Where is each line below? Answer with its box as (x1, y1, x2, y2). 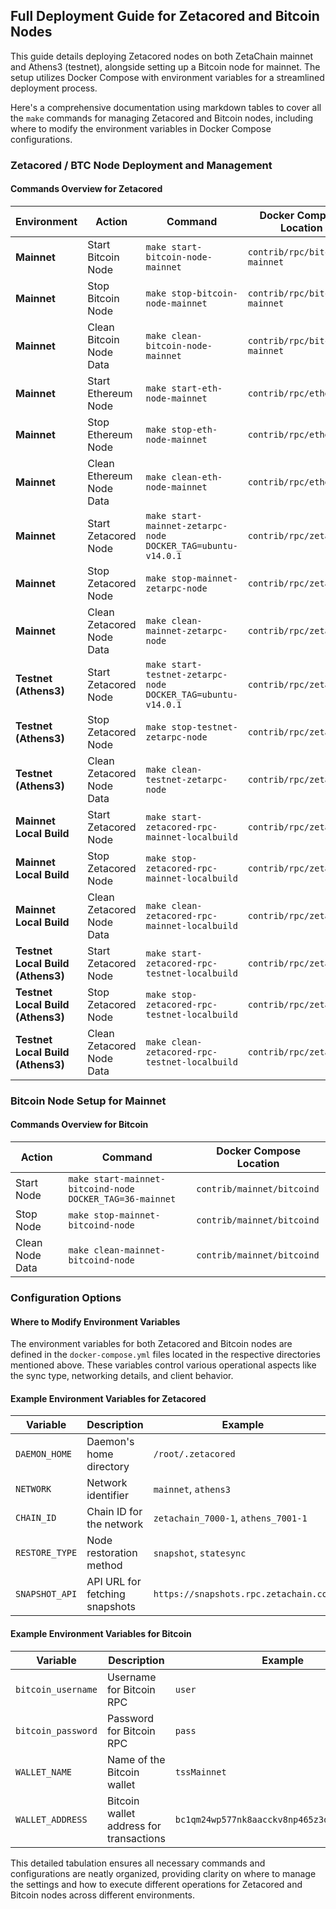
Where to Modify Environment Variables (10, 1315, 181, 1328)
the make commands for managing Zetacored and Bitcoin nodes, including (10, 112, 314, 124)
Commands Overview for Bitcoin (10, 1119, 149, 1131)
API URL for (86, 1575, 142, 1589)
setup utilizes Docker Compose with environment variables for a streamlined (10, 71, 325, 83)
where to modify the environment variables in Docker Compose (10, 122, 272, 134)
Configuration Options (10, 1290, 122, 1304)
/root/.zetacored (153, 1449, 236, 1460)
